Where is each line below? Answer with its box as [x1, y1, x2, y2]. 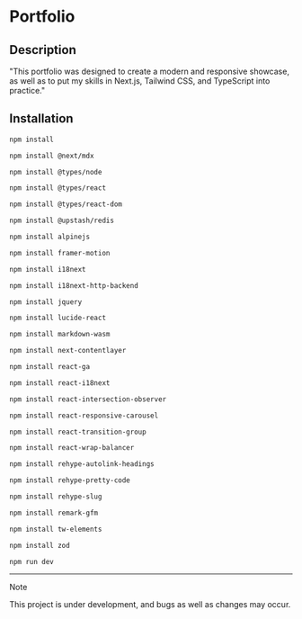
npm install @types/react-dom [9, 200, 123, 209]
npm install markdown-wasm [9, 330, 111, 339]
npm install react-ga [9, 363, 91, 372]
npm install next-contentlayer [9, 346, 127, 355]
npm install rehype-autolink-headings [9, 460, 155, 469]
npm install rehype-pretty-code [9, 476, 130, 485]
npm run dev [9, 557, 54, 566]
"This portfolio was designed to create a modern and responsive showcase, [9, 66, 290, 76]
